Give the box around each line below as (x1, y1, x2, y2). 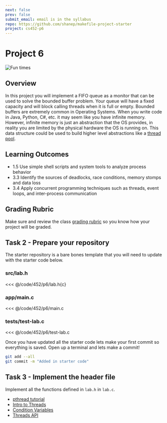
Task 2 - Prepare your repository (5, 238, 109, 247)
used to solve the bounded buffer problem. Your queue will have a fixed (5, 98, 154, 104)
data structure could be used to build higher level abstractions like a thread (5, 130, 161, 136)
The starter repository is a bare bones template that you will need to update (5, 252, 162, 258)
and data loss (12, 180, 41, 186)
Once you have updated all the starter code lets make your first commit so (5, 339, 159, 345)
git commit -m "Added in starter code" (5, 359, 89, 364)
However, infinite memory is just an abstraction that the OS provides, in (5, 119, 153, 125)
